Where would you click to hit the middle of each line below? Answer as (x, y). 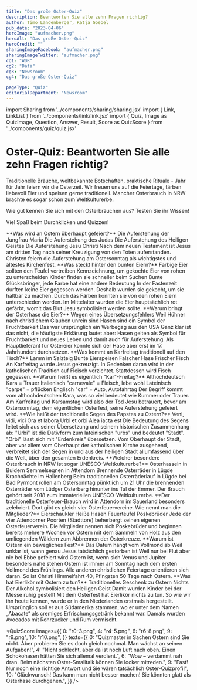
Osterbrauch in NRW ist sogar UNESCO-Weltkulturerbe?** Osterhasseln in (97, 464)
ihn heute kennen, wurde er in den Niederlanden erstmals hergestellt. (90, 601)
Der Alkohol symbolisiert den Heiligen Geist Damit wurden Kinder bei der (94, 588)
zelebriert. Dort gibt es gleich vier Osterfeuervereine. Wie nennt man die (93, 507)
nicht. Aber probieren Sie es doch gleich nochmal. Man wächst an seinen (94, 643)
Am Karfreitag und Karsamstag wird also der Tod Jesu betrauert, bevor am (96, 402)
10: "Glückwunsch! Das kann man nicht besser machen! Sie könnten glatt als (98, 674)
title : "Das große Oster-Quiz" (44, 11)
